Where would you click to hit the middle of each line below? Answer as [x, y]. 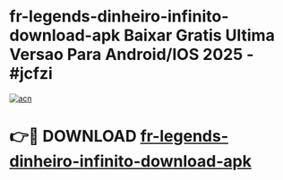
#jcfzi [31, 74]
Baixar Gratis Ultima [199, 35]
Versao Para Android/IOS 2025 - [132, 55]
